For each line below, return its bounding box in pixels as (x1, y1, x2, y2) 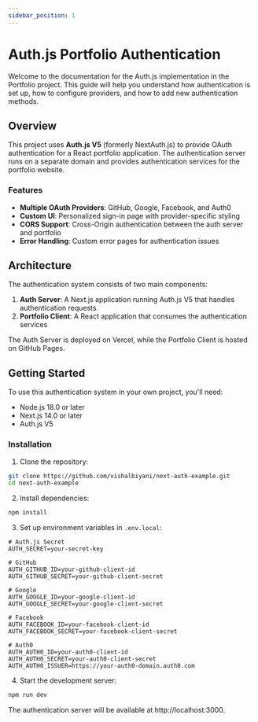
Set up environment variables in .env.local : (19, 523, 162, 532)
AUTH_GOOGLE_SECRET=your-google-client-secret (8, 600, 164, 608)
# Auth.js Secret (8, 538, 65, 547)
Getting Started (8, 367, 86, 380)
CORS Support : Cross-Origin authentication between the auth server (19, 219, 244, 229)
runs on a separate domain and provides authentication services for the (8, 157, 240, 166)
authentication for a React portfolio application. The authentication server (8, 149, 246, 158)
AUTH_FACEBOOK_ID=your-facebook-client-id (8, 621, 149, 629)
